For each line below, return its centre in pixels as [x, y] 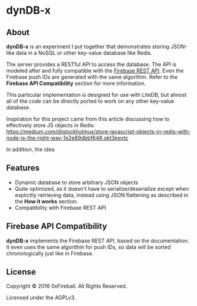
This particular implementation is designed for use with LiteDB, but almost [96, 95]
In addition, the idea [31, 149]
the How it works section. [46, 201]
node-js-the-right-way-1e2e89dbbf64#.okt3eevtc [67, 138]
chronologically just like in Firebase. [50, 253]
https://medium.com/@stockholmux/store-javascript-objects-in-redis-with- [99, 132]
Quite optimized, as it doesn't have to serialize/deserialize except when [102, 188]
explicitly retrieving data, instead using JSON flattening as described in [101, 195]
